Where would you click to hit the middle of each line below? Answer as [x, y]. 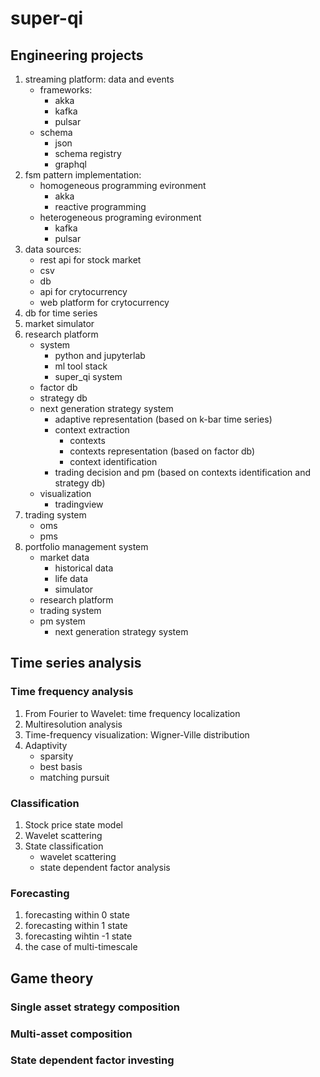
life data [71, 578]
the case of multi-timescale [81, 947]
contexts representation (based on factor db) [162, 451]
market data [64, 557]
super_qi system [88, 376]
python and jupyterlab [100, 355]
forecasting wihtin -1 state [78, 936]
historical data [84, 568]
